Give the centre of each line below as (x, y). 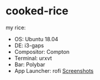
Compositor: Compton (42, 51)
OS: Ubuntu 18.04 (36, 39)
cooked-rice (37, 11)
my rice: (16, 27)
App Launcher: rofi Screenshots (54, 70)
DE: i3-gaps (29, 45)
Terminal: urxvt (33, 58)
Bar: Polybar (30, 64)
